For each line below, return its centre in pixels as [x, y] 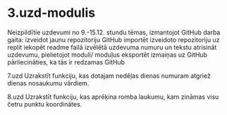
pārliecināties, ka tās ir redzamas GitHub [66, 62]
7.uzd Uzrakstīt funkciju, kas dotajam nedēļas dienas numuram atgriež [109, 76]
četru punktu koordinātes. [45, 104]
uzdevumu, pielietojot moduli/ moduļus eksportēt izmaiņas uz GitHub [108, 55]
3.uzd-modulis [51, 13]
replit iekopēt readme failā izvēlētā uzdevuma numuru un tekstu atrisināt [112, 47]
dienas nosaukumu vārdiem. [48, 83]
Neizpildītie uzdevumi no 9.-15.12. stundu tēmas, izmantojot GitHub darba [114, 32]
